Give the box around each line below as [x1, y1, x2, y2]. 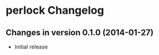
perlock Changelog [5, 4, 104, 17]
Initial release [14, 43, 48, 50]
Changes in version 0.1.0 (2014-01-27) [5, 27, 154, 38]
